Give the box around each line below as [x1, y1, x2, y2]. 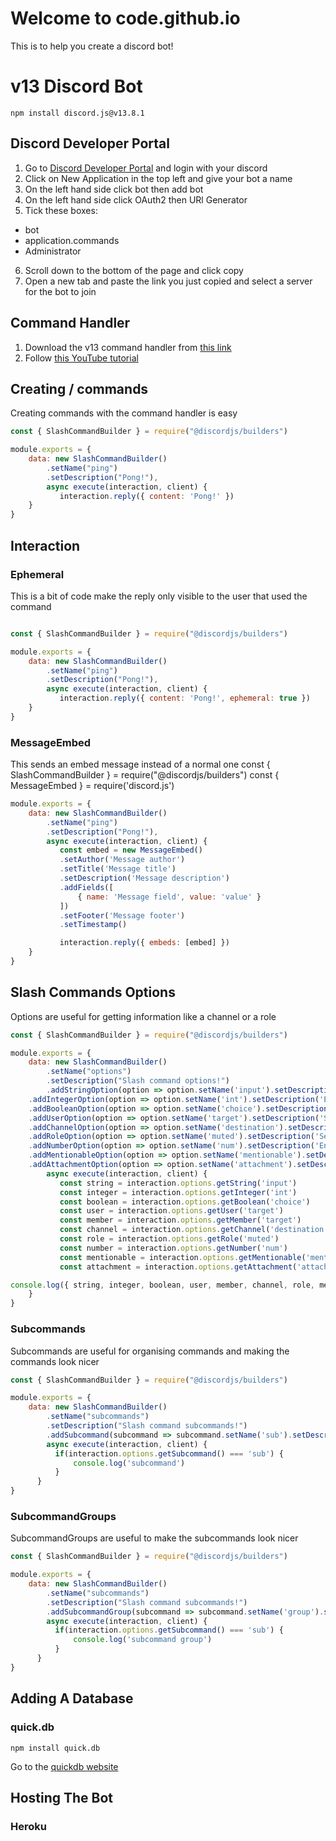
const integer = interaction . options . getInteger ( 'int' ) [59, 1187, 298, 1197]
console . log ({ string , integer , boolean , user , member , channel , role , [10, 1280, 315, 1290]
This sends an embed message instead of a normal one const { [10, 758, 271, 771]
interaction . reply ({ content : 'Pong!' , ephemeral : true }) [59, 693, 311, 704]
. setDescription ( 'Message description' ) [59, 873, 230, 884]
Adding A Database [10, 1690, 134, 1707]
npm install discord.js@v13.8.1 [10, 108, 145, 118]
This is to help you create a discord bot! [10, 40, 174, 52]
